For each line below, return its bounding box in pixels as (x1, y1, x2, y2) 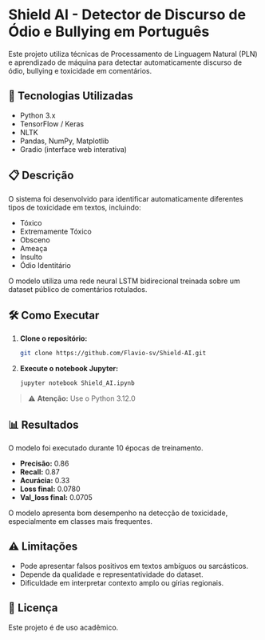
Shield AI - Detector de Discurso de (8, 6, 246, 24)
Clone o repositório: (19, 334, 88, 343)
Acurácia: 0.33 (19, 475, 70, 485)
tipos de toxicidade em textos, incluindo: (8, 202, 141, 212)
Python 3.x (19, 110, 56, 120)
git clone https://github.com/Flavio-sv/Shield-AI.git (19, 350, 207, 358)
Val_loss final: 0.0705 (19, 492, 93, 502)
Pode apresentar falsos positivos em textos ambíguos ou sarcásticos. (19, 561, 249, 570)
